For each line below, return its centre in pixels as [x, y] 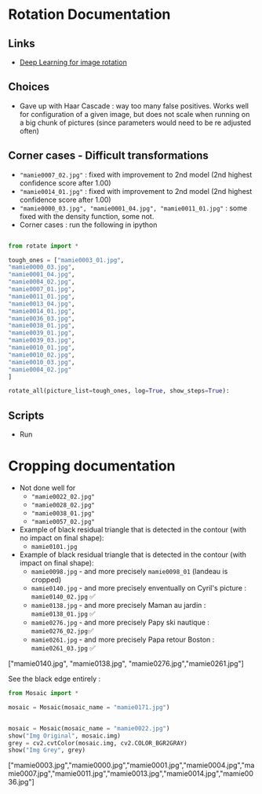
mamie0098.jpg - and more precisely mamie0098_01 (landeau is [129, 571]
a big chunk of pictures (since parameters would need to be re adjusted [135, 123]
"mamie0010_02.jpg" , [42, 355]
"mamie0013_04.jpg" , [42, 304]
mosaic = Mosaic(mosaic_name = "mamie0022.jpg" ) [89, 728]
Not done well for [47, 488]
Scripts [26, 415]
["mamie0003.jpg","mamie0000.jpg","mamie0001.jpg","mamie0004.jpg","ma [131, 765]
